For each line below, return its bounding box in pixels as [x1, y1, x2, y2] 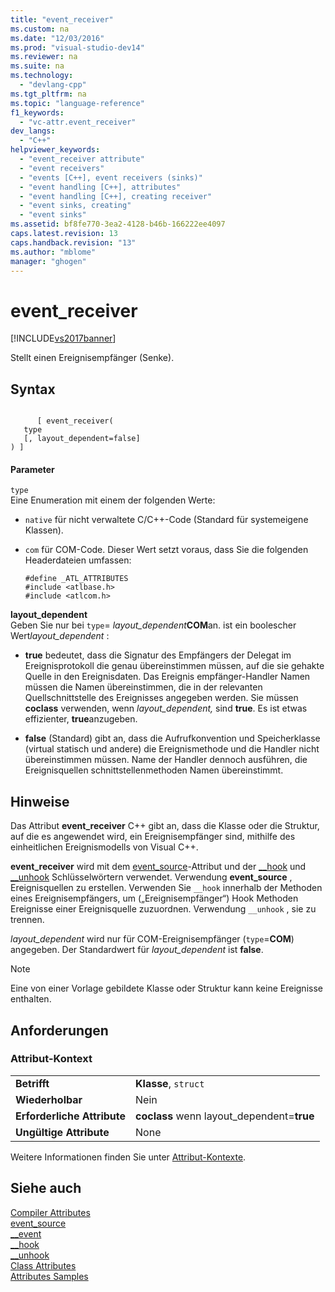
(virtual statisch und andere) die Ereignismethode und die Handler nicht [24, 743, 320, 755]
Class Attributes [10, 1259, 77, 1271]
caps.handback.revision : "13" [10, 237, 137, 248]
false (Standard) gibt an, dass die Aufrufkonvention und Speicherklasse [24, 732, 321, 745]
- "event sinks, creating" [19, 201, 132, 211]
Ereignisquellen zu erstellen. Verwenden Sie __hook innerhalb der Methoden [10, 882, 323, 894]
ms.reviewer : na [10, 52, 78, 62]
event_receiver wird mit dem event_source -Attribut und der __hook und [10, 861, 307, 873]
